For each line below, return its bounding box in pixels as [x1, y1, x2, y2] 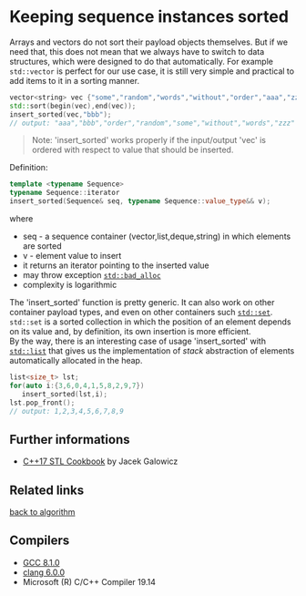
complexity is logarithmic [22, 280, 117, 291]
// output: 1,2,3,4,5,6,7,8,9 [9, 406, 125, 416]
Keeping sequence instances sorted [9, 6, 290, 27]
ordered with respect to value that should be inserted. [31, 144, 234, 156]
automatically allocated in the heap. [9, 355, 143, 366]
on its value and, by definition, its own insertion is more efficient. [9, 326, 252, 337]
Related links [9, 482, 85, 498]
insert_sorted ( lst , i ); [21, 389, 107, 398]
